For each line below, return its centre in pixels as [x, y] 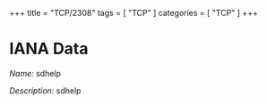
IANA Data [49, 49]
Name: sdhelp [35, 73]
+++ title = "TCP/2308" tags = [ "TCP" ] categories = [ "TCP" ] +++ [133, 13]
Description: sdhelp [45, 90]
